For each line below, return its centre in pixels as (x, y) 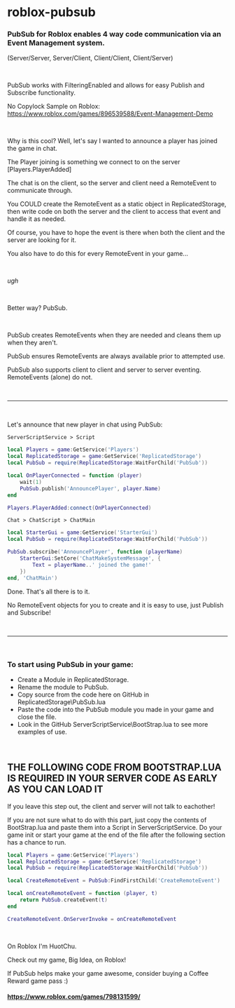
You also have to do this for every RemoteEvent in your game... (98, 254)
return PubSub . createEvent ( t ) (64, 900)
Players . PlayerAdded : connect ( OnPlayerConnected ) (79, 508)
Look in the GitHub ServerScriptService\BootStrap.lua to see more (113, 724)
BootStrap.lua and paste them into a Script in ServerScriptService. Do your (115, 827)
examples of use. (42, 732)
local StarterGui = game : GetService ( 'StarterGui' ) (83, 533)
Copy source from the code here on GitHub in (83, 694)
